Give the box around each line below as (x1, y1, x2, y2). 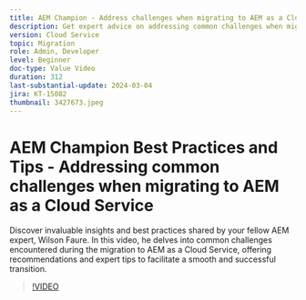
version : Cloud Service (9, 30, 100, 39)
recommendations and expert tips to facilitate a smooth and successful (9, 254, 276, 265)
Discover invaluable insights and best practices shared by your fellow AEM (9, 225, 290, 236)
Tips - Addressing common (9, 156, 220, 177)
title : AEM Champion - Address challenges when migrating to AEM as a (9, 13, 283, 23)
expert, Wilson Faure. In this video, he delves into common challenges (9, 235, 273, 245)
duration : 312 (9, 73, 64, 82)
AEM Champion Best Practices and (9, 137, 279, 157)
